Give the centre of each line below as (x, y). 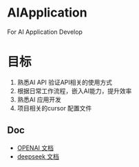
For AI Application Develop (45, 32)
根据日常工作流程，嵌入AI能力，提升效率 (74, 90)
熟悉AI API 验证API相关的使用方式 (64, 82)
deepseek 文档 (38, 156)
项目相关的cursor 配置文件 (54, 108)
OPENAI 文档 (35, 148)
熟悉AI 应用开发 (39, 99)
